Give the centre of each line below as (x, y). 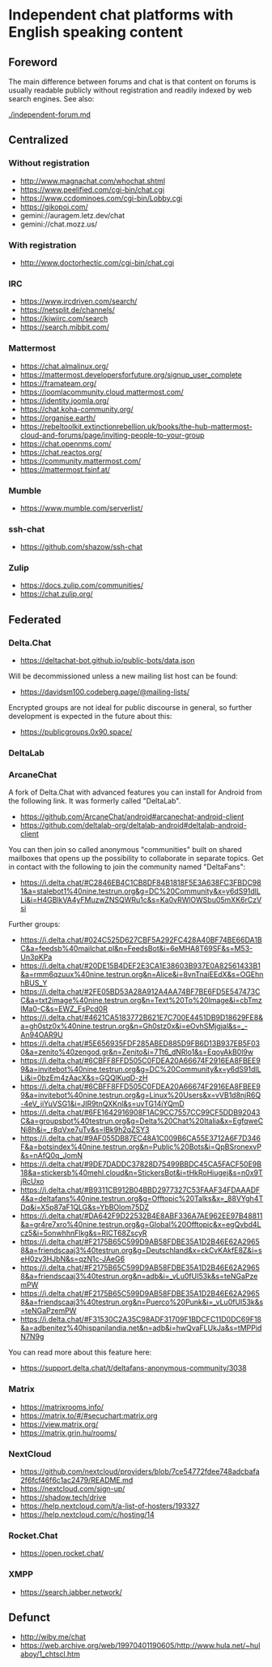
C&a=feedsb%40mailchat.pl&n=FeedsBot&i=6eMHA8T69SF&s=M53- (136, 949)
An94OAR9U (41, 1035)
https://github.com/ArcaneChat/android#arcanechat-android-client (132, 816)
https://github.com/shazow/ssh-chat (81, 547)
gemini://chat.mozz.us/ (59, 224)
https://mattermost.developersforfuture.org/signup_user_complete (131, 374)
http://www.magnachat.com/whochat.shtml (93, 181)
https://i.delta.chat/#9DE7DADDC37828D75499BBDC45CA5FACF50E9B (140, 1164)
